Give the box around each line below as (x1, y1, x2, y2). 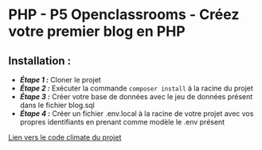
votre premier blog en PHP (8, 22, 186, 40)
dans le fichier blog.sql (19, 101, 96, 110)
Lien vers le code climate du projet (8, 133, 122, 142)
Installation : (8, 54, 72, 67)
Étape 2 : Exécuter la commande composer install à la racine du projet (19, 83, 253, 93)
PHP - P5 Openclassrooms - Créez (8, 6, 240, 24)
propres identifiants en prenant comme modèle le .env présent (19, 117, 225, 126)
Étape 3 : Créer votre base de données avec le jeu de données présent (19, 92, 253, 101)
